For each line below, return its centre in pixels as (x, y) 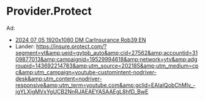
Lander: (25, 46)
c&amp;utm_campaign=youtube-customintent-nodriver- (86, 72)
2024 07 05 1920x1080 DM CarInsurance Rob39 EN (80, 40)
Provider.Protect (49, 11)
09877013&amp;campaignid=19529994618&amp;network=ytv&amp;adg (106, 59)
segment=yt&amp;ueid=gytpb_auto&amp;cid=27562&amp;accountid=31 (106, 52)
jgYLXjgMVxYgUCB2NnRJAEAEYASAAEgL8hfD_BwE (82, 91)
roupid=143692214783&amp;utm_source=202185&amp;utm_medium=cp (107, 66)
